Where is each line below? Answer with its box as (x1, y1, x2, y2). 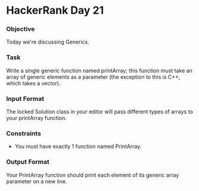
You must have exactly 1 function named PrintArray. (14, 143, 142, 150)
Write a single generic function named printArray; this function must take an (6, 67, 192, 74)
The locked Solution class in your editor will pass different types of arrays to (6, 108, 194, 115)
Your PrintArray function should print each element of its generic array (6, 171, 179, 178)
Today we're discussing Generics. (6, 38, 89, 45)
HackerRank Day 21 (6, 4, 104, 17)
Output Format (6, 158, 49, 166)
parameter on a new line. (6, 177, 67, 185)
